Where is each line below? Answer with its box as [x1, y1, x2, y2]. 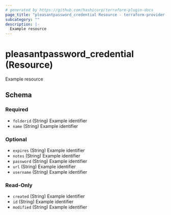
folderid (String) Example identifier [12, 118, 88, 124]
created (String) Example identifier [12, 193, 85, 199]
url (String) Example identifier [12, 164, 76, 170]
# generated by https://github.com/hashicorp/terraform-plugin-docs [5, 7, 154, 13]
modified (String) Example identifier [12, 204, 88, 210]
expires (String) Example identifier [12, 147, 85, 153]
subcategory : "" [5, 17, 40, 22]
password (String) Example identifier [12, 158, 88, 165]
